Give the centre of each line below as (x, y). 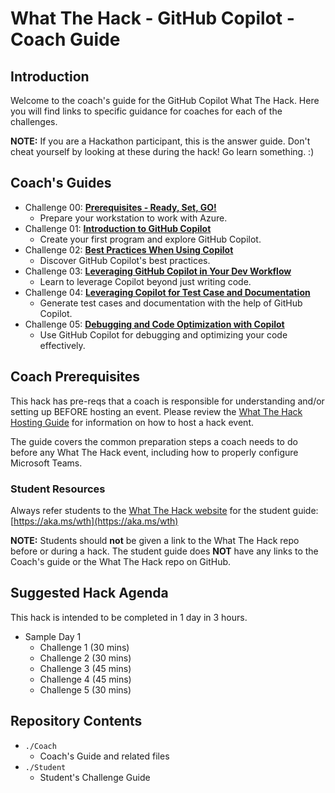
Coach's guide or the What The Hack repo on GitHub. (121, 561)
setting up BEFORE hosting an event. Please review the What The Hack (156, 411)
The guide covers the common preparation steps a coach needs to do (154, 441)
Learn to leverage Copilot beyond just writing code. (145, 281)
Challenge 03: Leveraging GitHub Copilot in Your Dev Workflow (158, 271)
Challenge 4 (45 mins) (85, 679)
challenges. (34, 121)
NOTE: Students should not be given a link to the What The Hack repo (155, 540)
